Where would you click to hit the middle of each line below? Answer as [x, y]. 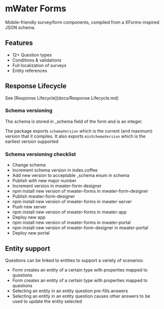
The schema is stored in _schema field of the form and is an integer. [74, 121]
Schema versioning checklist [41, 154]
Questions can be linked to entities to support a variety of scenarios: [74, 260]
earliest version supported [32, 141]
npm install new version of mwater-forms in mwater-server [72, 202]
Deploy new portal [31, 233]
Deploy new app [29, 217]
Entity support [28, 249]
